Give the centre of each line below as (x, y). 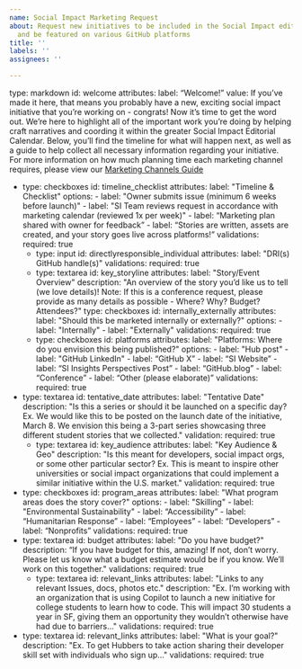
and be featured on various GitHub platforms (104, 34)
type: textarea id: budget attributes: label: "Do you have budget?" (143, 540)
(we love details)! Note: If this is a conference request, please (149, 292)
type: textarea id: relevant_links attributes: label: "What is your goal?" (150, 636)
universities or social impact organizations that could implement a (157, 473)
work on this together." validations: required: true (113, 569)
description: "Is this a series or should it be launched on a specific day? (155, 406)
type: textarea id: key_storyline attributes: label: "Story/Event (147, 272)
